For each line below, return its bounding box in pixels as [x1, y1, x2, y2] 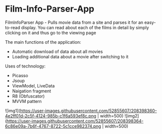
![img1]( [5, 108, 20, 114]
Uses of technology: [5, 63, 46, 69]
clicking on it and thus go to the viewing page [5, 30, 96, 35]
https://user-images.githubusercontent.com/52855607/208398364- [6, 118, 144, 124]
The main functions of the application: [5, 39, 81, 45]
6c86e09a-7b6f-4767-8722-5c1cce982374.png [5, 123, 101, 129]
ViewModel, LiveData [12, 83, 55, 88]
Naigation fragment [12, 88, 51, 94]
